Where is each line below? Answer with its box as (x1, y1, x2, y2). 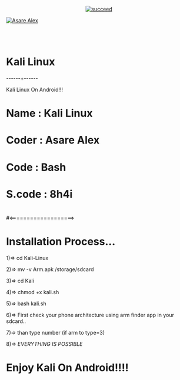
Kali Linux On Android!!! (6, 86, 64, 93)
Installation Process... (6, 235, 116, 248)
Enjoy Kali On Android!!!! (6, 361, 129, 374)
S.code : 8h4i (6, 187, 73, 201)
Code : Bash (6, 161, 66, 174)
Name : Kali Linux (6, 106, 93, 120)
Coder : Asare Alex (6, 134, 100, 147)
